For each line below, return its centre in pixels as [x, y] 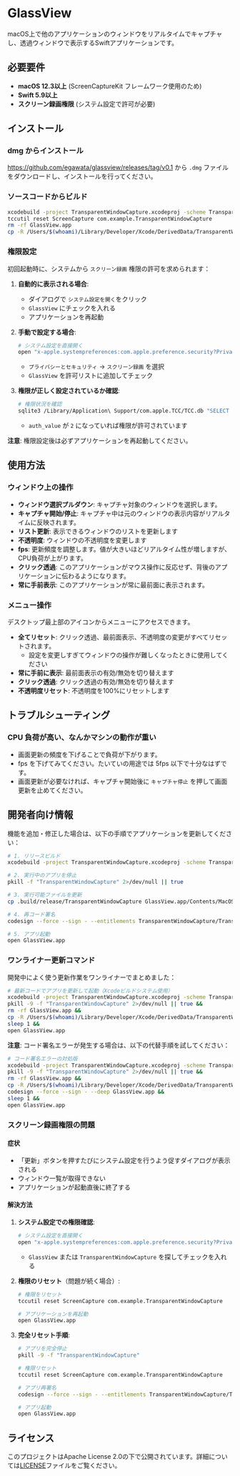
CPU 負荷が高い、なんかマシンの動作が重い [82, 737]
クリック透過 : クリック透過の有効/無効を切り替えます [96, 682]
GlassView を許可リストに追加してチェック [91, 376]
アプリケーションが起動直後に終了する [74, 1187]
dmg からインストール [45, 151]
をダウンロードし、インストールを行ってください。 [82, 176]
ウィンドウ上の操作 [40, 487]
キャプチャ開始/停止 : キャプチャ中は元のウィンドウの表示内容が [111, 513]
